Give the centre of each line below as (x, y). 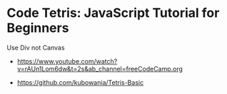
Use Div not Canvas (36, 47)
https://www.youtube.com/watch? (67, 61)
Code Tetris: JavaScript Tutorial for (113, 13)
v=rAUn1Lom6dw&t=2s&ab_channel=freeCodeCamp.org (100, 69)
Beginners (38, 28)
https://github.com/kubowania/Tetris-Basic (80, 82)
